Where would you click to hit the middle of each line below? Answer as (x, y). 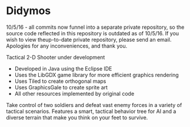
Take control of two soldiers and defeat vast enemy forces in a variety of (94, 105)
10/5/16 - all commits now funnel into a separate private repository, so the (95, 27)
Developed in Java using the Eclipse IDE (63, 68)
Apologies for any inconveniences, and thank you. (67, 46)
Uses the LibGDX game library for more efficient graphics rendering (97, 75)
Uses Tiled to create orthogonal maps (60, 81)
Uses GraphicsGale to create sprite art (61, 87)
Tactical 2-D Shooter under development (56, 57)
